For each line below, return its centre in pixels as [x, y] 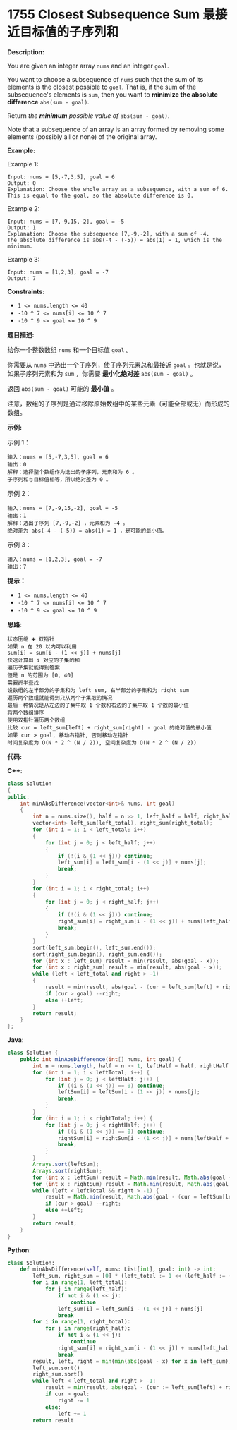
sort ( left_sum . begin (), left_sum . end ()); [95, 947]
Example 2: [24, 208]
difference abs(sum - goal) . [48, 102]
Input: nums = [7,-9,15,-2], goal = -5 [66, 222]
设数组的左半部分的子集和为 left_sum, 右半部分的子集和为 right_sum [98, 690]
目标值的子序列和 [69, 32]
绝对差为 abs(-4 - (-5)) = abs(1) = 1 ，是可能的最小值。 [87, 531]
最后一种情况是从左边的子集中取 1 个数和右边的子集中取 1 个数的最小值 [98, 705]
